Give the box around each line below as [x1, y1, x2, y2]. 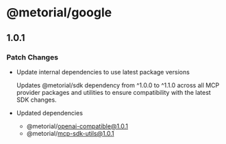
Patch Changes [6, 53, 59, 62]
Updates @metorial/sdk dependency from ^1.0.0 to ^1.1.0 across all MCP [16, 81, 220, 89]
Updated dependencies [16, 109, 84, 117]
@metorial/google [6, 5, 112, 20]
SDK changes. [16, 96, 57, 104]
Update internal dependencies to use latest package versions [16, 68, 190, 76]
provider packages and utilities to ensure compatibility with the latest [16, 88, 212, 96]
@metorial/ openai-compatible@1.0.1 [26, 121, 128, 130]
